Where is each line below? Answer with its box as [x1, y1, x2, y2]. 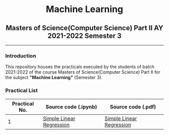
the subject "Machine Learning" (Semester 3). [5, 75, 103, 81]
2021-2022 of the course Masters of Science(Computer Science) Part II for [5, 69, 160, 75]
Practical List [5, 87, 38, 94]
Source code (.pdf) [110, 103, 156, 110]
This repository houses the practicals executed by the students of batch [5, 64, 154, 70]
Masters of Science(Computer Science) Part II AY [6, 24, 163, 32]
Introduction [5, 52, 36, 59]
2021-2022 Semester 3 [47, 31, 122, 40]
